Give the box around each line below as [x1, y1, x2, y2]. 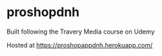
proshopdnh [6, 4, 80, 20]
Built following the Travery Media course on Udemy [6, 27, 155, 36]
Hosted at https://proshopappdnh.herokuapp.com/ [6, 41, 153, 49]
